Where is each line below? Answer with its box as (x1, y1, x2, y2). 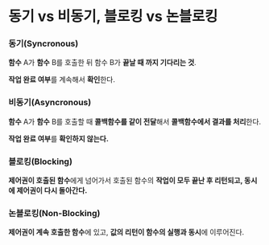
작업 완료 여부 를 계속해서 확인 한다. (8, 75, 115, 84)
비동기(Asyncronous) (8, 97, 92, 108)
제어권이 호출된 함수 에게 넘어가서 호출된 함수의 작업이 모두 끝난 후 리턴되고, (8, 176, 243, 186)
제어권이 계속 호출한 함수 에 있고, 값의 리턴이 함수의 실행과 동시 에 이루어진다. (8, 227, 245, 237)
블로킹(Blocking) (8, 156, 72, 167)
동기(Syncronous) (8, 38, 79, 49)
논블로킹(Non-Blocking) (8, 208, 101, 218)
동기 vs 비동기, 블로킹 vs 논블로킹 (8, 7, 218, 26)
